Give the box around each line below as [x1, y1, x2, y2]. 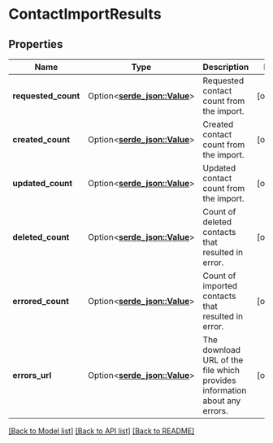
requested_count [12, 90, 80, 102]
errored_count [12, 296, 69, 306]
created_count [12, 134, 71, 145]
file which [202, 365, 240, 376]
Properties [8, 37, 63, 51]
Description [202, 62, 249, 72]
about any [202, 395, 241, 406]
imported [202, 280, 238, 291]
